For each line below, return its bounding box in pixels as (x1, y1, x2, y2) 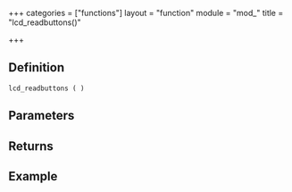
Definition (8, 60, 64, 75)
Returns (8, 138, 54, 154)
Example (8, 169, 58, 184)
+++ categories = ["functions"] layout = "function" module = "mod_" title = (8, 8, 284, 18)
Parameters (8, 108, 75, 123)
